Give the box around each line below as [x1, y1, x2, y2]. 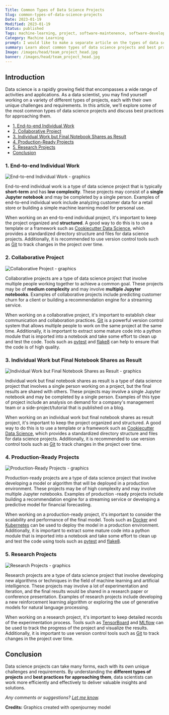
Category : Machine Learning [5, 36, 64, 41]
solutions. [5, 685, 26, 691]
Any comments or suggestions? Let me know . [5, 694, 100, 701]
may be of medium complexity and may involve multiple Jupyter [5, 286, 141, 292]
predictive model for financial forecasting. [5, 502, 92, 508]
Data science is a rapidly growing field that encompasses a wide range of [5, 86, 157, 92]
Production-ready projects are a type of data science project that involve [5, 475, 156, 481]
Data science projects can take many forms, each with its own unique [5, 664, 149, 670]
